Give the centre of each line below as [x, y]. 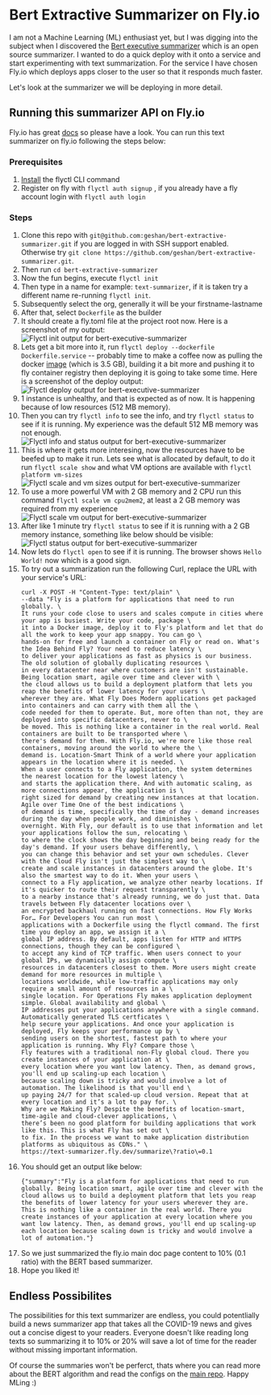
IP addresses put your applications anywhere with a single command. [140, 1010]
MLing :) [23, 1383]
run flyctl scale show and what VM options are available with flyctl [136, 468]
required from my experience [69, 509]
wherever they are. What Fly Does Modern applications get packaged [138, 699]
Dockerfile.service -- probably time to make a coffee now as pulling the [142, 356]
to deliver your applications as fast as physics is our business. [136, 656]
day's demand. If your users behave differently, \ [109, 847]
